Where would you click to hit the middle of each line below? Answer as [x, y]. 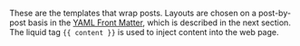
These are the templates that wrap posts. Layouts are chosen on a [133, 13]
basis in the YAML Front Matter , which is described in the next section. [160, 23]
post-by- [275, 13]
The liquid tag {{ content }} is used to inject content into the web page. [144, 32]
